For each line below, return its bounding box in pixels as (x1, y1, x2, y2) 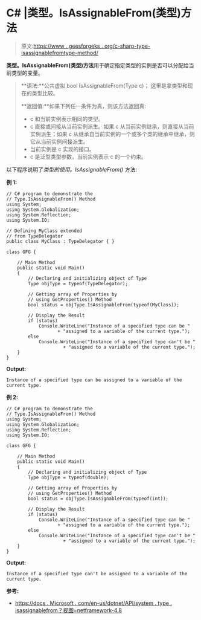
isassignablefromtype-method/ (21, 49, 98, 56)
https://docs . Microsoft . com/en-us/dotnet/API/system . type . (14, 599, 172, 607)
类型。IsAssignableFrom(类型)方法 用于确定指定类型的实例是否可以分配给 (6, 62, 189, 69)
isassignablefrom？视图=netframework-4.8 (14, 606, 123, 614)
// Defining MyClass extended (6, 228, 83, 234)
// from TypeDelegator (6, 233, 63, 239)
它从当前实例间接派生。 (30, 138, 89, 145)
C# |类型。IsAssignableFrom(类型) (6, 6, 181, 20)
